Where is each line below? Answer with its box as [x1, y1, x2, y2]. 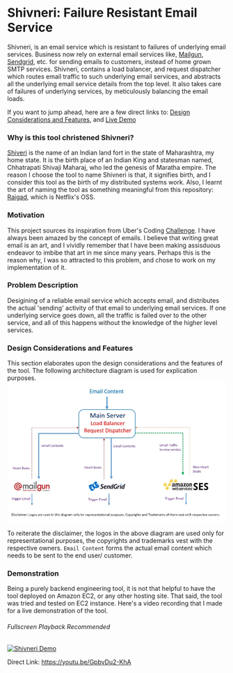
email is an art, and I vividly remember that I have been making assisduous [7, 241, 221, 249]
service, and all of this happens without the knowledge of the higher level [7, 318, 218, 326]
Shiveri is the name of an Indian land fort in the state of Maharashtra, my [7, 148, 214, 157]
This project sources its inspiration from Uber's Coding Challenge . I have [7, 226, 216, 235]
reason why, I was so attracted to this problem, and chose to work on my [7, 255, 216, 264]
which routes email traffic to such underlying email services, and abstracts [7, 72, 221, 81]
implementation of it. [7, 263, 67, 271]
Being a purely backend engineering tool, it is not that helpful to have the [7, 585, 216, 593]
